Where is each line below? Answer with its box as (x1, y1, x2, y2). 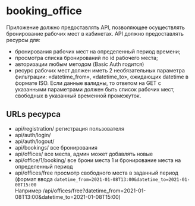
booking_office (6, 4, 82, 18)
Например (14, 187, 42, 194)
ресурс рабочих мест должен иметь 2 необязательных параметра (14, 66, 185, 74)
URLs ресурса (6, 109, 61, 119)
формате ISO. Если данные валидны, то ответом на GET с (14, 79, 162, 87)
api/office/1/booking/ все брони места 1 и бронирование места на (14, 156, 181, 164)
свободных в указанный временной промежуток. (14, 92, 141, 99)
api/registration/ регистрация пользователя (14, 125, 125, 132)
